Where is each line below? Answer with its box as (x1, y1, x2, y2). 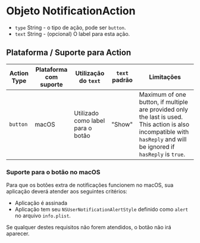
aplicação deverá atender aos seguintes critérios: (6, 188, 128, 195)
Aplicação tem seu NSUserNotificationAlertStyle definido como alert (14, 206, 189, 213)
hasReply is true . (139, 150, 186, 158)
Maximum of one (139, 90, 186, 99)
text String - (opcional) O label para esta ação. (14, 30, 130, 37)
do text (79, 76, 101, 85)
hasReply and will (139, 135, 187, 143)
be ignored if (139, 142, 175, 150)
